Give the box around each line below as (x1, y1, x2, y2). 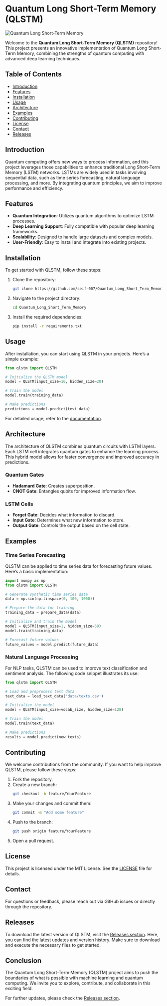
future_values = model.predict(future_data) (5, 642, 99, 647)
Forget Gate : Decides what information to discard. (12, 512, 116, 518)
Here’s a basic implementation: (5, 568, 69, 574)
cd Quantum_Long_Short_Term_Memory (12, 305, 87, 310)
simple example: (5, 356, 39, 362)
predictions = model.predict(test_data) (5, 406, 91, 411)
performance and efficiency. (5, 185, 64, 191)
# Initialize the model (5, 702, 55, 708)
